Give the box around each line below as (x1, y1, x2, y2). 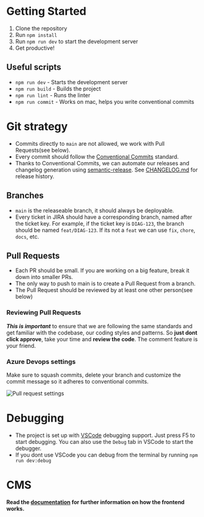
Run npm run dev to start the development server (15, 37, 138, 45)
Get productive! (15, 44, 55, 52)
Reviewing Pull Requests (6, 309, 81, 317)
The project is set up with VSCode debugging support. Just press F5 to (15, 432, 195, 439)
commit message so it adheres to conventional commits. (6, 377, 149, 385)
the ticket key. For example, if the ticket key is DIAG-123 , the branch (15, 219, 185, 227)
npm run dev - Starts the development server (15, 78, 128, 85)
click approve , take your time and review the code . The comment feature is (6, 335, 198, 342)
